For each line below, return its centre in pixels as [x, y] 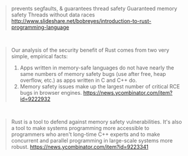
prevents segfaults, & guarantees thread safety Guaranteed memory [94, 9]
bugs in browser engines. [51, 93]
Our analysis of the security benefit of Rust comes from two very [90, 50]
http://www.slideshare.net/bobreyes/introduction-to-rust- [81, 21]
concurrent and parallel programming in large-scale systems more [92, 140]
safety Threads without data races [53, 15]
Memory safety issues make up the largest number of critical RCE [100, 87]
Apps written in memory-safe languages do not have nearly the [97, 68]
